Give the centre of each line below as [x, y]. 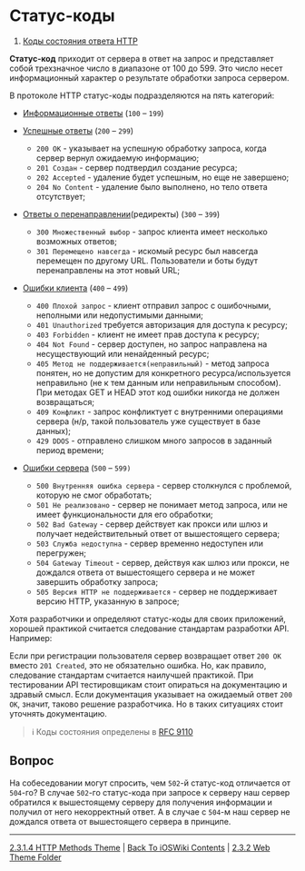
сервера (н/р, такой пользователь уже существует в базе [148, 421]
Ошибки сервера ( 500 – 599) [77, 468]
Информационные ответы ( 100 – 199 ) [93, 113]
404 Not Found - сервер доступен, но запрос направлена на [152, 344]
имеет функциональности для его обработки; [124, 514]
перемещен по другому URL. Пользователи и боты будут [147, 261]
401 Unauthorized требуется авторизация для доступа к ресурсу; [162, 324]
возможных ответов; [77, 241]
